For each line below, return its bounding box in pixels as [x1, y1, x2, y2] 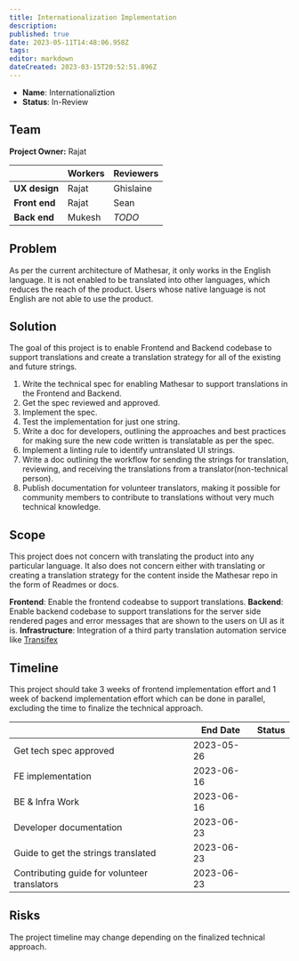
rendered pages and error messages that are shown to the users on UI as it [9, 616, 285, 626]
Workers [67, 166, 105, 179]
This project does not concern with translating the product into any [9, 551, 255, 561]
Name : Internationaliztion [21, 86, 116, 98]
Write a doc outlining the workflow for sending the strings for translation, [21, 455, 289, 465]
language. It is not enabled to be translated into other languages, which [9, 274, 271, 285]
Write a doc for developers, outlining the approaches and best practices [21, 426, 287, 437]
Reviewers [113, 166, 159, 179]
